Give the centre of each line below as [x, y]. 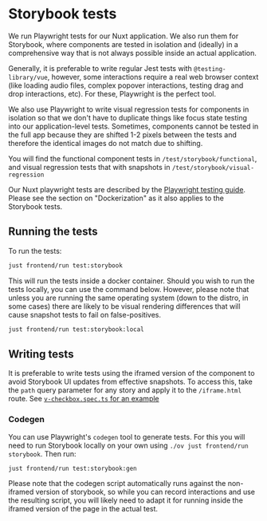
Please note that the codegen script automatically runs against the [117, 484]
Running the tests [53, 232]
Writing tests [41, 354]
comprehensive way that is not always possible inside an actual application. [132, 53]
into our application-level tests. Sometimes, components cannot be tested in [133, 126]
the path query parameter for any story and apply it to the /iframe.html [125, 390]
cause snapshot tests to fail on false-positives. [85, 314]
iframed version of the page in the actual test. [83, 509]
